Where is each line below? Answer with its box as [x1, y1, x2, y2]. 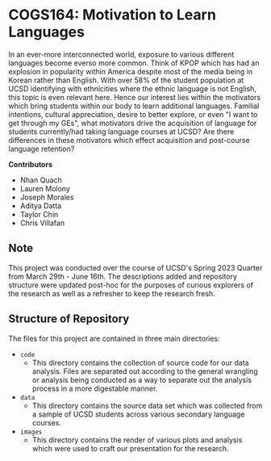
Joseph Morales [19, 192, 74, 202]
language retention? [8, 144, 75, 153]
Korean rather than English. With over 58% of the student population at [8, 75, 244, 85]
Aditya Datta [19, 200, 62, 211]
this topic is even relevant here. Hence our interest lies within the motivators [8, 92, 261, 102]
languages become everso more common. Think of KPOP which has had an [8, 58, 260, 68]
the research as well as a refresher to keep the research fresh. [8, 288, 215, 298]
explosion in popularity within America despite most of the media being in [8, 66, 252, 76]
